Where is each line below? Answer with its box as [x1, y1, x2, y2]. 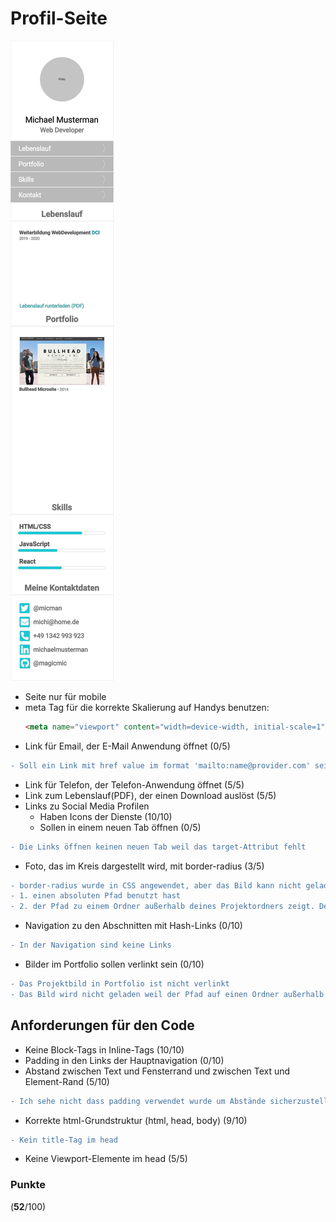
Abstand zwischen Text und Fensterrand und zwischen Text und [24, 1065, 291, 1077]
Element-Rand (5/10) [24, 1075, 110, 1087]
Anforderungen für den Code [10, 1017, 195, 1034]
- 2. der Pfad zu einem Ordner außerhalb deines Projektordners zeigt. [10, 902, 315, 912]
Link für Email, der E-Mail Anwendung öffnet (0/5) [24, 740, 231, 752]
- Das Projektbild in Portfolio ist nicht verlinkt [10, 979, 230, 989]
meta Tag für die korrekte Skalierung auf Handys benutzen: [24, 701, 270, 713]
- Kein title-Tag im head [10, 1135, 118, 1145]
